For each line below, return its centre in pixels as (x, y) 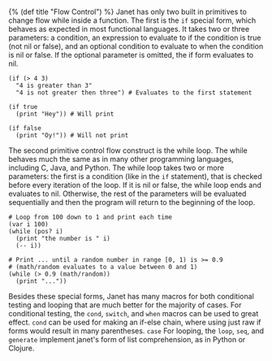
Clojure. (22, 348)
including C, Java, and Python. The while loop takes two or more (117, 167)
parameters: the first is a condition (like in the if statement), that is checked (135, 176)
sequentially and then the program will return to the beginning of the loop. (132, 202)
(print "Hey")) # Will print (65, 114)
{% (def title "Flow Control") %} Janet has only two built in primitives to (128, 12)
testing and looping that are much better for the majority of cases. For (125, 305)
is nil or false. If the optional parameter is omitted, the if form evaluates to (131, 55)
